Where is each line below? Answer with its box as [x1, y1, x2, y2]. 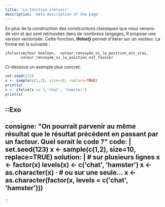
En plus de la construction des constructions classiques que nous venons [5, 25, 155, 31]
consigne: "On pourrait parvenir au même [5, 122, 136, 131]
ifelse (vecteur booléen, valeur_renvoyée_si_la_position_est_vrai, [5, 50, 149, 56]
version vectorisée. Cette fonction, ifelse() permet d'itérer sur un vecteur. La [5, 35, 161, 42]
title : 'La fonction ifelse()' [5, 7, 69, 12]
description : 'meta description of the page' [5, 12, 100, 17]
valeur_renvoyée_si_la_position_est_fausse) [20, 55, 113, 60]
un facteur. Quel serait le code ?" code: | [5, 138, 132, 146]
